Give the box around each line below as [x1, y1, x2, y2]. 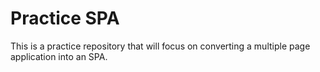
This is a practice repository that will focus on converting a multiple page [10, 40, 311, 52]
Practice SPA [10, 7, 120, 30]
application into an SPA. [10, 50, 108, 62]
